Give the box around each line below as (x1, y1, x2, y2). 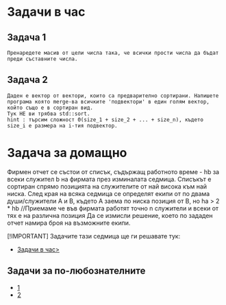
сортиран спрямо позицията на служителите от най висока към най (7, 182, 208, 191)
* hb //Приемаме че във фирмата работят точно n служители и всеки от (7, 204, 219, 212)
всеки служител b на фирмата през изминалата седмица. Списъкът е (7, 175, 212, 183)
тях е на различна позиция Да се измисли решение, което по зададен (7, 211, 214, 219)
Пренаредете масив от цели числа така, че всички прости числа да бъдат (7, 49, 219, 56)
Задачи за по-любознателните (7, 265, 146, 277)
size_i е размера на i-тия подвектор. (7, 122, 118, 129)
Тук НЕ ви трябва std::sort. (7, 110, 90, 117)
